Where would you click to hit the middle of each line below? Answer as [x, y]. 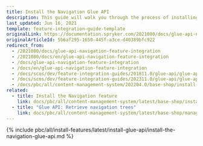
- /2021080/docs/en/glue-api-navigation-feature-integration [90, 57]
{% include [20, 130]
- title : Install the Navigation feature [65, 96]
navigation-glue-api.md [36, 136]
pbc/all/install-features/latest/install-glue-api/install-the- [105, 130]
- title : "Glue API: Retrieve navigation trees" [74, 107]
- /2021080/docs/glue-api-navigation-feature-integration [86, 51]
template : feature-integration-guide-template [66, 29]
